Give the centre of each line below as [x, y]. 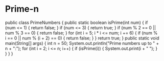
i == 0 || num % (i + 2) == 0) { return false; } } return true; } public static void [82, 38]
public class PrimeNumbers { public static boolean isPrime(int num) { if [77, 22]
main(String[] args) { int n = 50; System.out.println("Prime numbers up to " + [82, 43]
